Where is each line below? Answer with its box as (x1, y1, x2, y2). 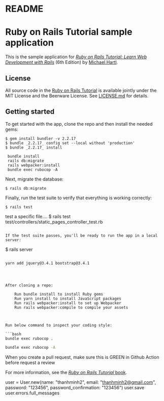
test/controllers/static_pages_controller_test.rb (5, 218, 103, 225)
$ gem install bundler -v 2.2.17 (5, 136, 76, 141)
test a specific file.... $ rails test (5, 213, 71, 220)
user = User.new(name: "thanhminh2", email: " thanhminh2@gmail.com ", (5, 379, 156, 385)
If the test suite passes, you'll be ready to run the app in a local (5, 233, 158, 238)
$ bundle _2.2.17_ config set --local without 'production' (5, 140, 136, 145)
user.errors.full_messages (5, 390, 60, 396)
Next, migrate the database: (5, 176, 63, 182)
